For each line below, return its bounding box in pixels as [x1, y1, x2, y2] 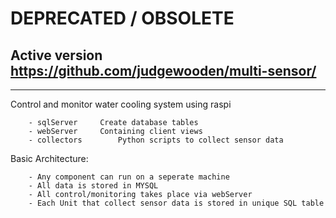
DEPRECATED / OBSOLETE [10, 7, 235, 30]
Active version [10, 47, 103, 64]
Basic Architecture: [10, 153, 89, 164]
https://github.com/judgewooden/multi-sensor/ [10, 62, 317, 79]
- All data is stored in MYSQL [28, 181, 159, 191]
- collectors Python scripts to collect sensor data [28, 135, 284, 145]
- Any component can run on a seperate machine [28, 172, 230, 182]
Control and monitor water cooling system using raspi [10, 98, 232, 110]
